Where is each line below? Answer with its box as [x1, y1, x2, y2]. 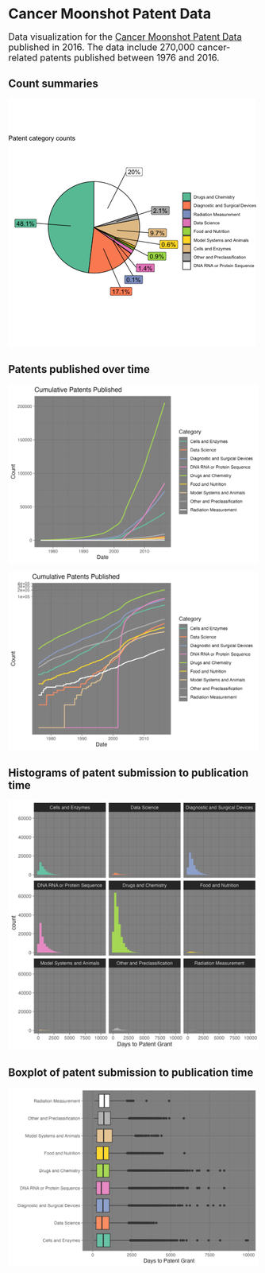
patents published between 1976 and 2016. [39, 52, 220, 64]
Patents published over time [8, 363, 151, 376]
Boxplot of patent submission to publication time [8, 1066, 254, 1080]
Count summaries [8, 77, 99, 91]
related [8, 52, 38, 64]
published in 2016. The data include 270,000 [8, 41, 196, 52]
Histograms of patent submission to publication [8, 766, 249, 779]
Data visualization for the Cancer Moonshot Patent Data [8, 31, 242, 42]
